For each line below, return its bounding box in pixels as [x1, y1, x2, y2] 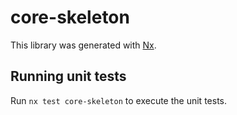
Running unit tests [10, 68, 127, 85]
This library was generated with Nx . [10, 39, 157, 51]
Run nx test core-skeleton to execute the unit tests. [10, 94, 227, 106]
